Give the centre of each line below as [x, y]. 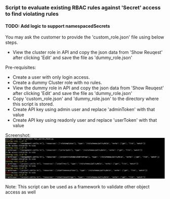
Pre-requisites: [21, 68]
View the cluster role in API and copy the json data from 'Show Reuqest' [88, 53]
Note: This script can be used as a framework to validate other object [78, 186]
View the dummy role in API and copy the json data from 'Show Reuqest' [88, 88]
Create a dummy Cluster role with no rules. [57, 83]
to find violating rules [32, 14]
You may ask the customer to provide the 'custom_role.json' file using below [85, 37]
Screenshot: [18, 135]
